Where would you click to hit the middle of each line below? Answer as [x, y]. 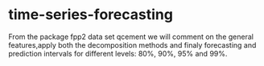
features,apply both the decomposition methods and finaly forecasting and [132, 45]
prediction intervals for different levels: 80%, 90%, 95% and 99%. [118, 53]
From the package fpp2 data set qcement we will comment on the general [131, 37]
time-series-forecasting [91, 15]
